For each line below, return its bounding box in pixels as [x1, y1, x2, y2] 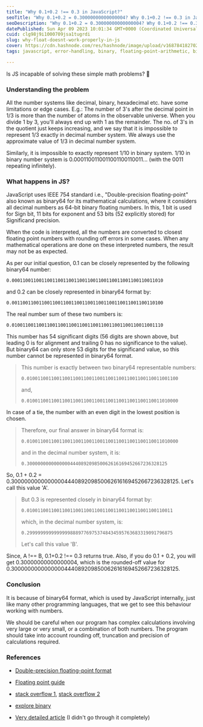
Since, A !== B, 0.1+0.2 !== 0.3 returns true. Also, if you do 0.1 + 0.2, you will [6, 552, 196, 560]
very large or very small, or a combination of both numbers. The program [6, 625, 188, 633]
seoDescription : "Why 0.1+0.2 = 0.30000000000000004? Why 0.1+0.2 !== [6, 20, 188, 26]
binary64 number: [6, 266, 51, 273]
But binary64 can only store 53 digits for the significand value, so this [6, 346, 179, 353]
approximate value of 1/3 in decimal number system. [6, 137, 137, 145]
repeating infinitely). [6, 162, 56, 169]
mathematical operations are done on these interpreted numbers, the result [6, 242, 194, 249]
